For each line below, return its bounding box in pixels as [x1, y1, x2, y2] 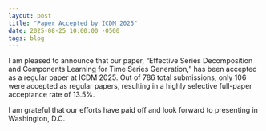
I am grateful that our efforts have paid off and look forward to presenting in [8, 105, 259, 115]
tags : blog [8, 34, 45, 42]
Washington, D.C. [8, 113, 66, 124]
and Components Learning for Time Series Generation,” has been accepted [8, 65, 258, 74]
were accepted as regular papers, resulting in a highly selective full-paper [8, 81, 252, 91]
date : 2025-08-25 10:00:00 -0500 [8, 26, 120, 34]
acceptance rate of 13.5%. [8, 89, 95, 100]
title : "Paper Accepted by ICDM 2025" [8, 19, 138, 27]
